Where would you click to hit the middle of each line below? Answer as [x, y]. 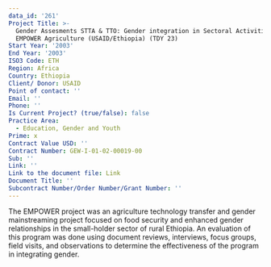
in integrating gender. [44, 254]
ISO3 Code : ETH [34, 61]
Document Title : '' [41, 181]
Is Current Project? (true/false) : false [79, 114]
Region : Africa [34, 69]
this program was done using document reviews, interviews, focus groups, [132, 237]
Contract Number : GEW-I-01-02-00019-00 [75, 151]
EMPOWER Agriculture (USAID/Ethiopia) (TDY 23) [97, 38]
